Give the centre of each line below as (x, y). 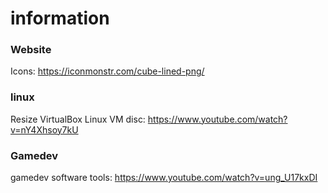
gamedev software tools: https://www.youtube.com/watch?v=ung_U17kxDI (164, 178)
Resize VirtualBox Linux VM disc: (78, 119)
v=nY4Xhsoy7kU (44, 129)
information (60, 18)
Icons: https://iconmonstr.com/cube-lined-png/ (107, 71)
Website (31, 50)
